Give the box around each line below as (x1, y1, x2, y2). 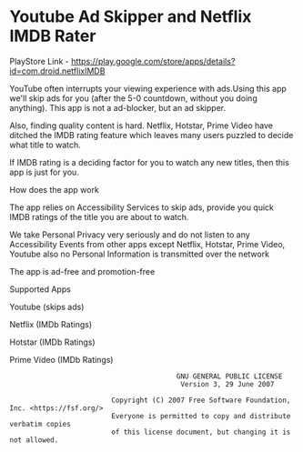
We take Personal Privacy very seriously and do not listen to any (9, 229, 250, 240)
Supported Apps (9, 284, 71, 295)
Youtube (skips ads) (9, 301, 85, 312)
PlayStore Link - (9, 55, 70, 66)
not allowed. (9, 435, 59, 445)
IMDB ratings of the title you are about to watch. (9, 211, 189, 222)
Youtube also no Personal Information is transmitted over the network (9, 248, 270, 259)
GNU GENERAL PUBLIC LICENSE (176, 371, 283, 381)
